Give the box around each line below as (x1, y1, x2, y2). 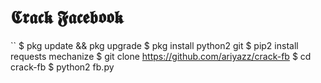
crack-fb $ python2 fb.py (10, 61, 115, 73)
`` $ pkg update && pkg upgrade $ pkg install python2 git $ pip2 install (10, 39, 299, 51)
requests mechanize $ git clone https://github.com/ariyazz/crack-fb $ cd (10, 50, 312, 62)
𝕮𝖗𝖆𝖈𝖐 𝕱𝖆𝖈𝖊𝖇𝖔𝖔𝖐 (10, 6, 124, 29)
